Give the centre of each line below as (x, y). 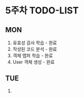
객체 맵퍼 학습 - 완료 (33, 55)
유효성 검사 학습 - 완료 (35, 43)
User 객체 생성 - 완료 (34, 62)
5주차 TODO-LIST (42, 11)
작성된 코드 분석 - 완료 (35, 49)
